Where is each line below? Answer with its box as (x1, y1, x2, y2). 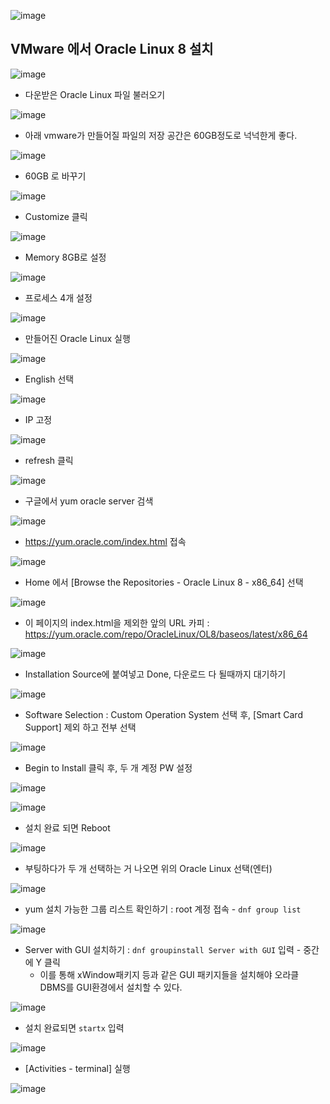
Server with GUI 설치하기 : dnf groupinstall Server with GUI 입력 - (24, 943, 302, 955)
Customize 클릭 (24, 210, 88, 222)
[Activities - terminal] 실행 (24, 1062, 131, 1074)
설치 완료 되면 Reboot (24, 821, 111, 834)
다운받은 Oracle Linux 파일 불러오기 (24, 88, 166, 100)
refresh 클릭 (24, 454, 74, 466)
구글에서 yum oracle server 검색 (24, 495, 154, 507)
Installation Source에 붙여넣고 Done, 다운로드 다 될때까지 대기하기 (24, 668, 287, 680)
